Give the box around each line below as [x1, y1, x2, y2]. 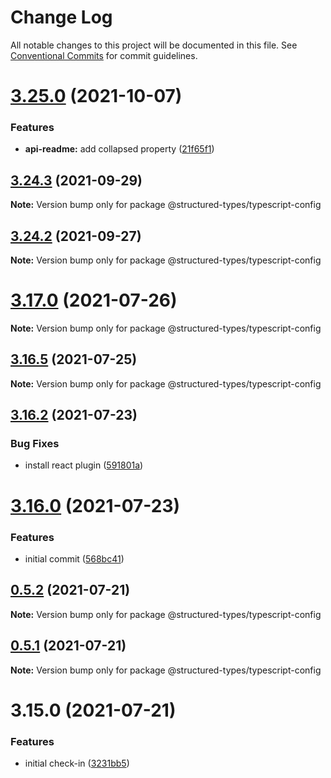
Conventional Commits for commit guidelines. [10, 49, 198, 61]
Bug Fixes [10, 437, 60, 451]
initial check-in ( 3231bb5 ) [24, 757, 130, 770]
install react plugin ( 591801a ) [24, 459, 144, 471]
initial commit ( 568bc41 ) [24, 552, 125, 565]
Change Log [10, 6, 113, 29]
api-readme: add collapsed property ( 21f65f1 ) [24, 143, 215, 155]
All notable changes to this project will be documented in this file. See [10, 39, 298, 51]
